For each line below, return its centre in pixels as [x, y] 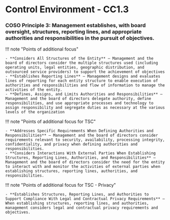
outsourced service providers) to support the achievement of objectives [85, 72]
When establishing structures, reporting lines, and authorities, [77, 203]
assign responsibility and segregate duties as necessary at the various [85, 108]
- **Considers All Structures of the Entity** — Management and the [79, 59]
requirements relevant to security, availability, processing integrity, [85, 140]
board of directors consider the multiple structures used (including [82, 63]
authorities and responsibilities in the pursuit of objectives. [80, 38]
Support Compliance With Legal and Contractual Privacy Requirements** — [85, 199]
